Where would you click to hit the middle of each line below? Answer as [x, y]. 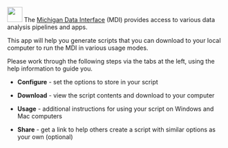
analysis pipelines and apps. [47, 27]
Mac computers [40, 116]
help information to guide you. [50, 68]
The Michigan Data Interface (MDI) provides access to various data [120, 20]
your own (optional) [45, 137]
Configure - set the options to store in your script [88, 82]
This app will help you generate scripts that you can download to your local [114, 40]
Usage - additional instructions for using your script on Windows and [115, 109]
